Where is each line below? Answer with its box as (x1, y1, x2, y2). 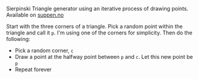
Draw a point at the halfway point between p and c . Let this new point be (14, 53, 193, 60)
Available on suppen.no (6, 11, 64, 18)
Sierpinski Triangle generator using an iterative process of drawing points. (6, 5, 189, 12)
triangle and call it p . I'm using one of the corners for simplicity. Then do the (6, 29, 193, 36)
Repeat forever (14, 66, 52, 73)
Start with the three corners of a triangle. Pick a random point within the (6, 23, 183, 30)
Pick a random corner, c (14, 47, 74, 54)
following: (6, 36, 30, 42)
